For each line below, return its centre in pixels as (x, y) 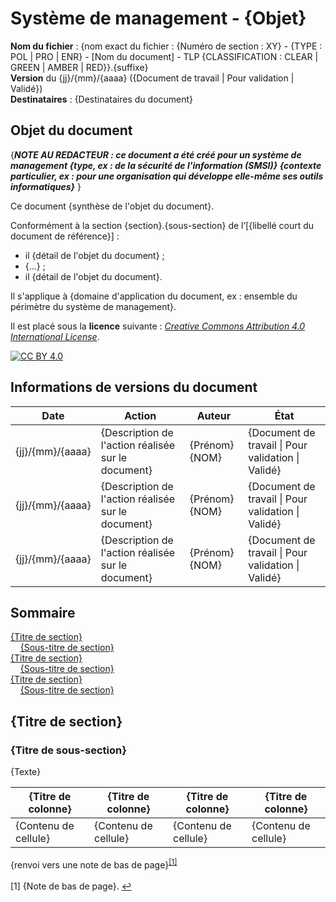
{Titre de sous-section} (68, 750)
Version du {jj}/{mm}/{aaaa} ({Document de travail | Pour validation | (152, 78)
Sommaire (43, 612)
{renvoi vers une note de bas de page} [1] (94, 864)
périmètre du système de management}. (93, 306)
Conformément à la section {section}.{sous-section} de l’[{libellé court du (162, 225)
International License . (55, 336)
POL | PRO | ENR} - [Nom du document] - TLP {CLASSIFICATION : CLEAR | (164, 56)
